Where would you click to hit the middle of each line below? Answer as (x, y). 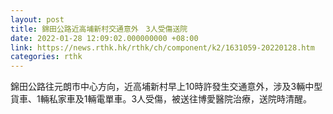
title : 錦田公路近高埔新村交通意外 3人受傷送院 (99, 29)
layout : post (37, 19)
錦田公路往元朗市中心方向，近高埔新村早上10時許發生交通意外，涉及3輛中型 (166, 87)
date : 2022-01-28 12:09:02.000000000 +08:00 (104, 38)
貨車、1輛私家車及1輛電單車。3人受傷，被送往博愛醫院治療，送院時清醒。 (161, 99)
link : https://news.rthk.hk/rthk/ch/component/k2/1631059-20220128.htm (162, 47)
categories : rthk (46, 57)
